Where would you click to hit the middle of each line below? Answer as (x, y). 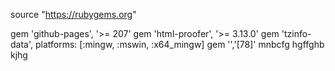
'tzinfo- (296, 33)
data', (22, 44)
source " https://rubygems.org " (73, 14)
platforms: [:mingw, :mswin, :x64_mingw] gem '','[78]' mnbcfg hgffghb (179, 44)
